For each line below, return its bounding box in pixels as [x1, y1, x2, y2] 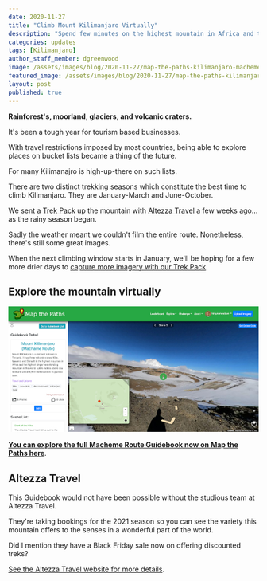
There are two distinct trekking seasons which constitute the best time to [8, 182, 247, 191]
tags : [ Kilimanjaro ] [8, 46, 77, 55]
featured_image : [8, 72, 62, 80]
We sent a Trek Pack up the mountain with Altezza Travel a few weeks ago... [8, 206, 258, 215]
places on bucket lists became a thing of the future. [8, 151, 177, 160]
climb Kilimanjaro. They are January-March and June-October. [8, 190, 214, 199]
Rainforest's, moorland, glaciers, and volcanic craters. [8, 112, 192, 121]
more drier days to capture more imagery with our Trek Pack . [8, 261, 208, 271]
